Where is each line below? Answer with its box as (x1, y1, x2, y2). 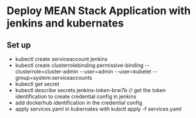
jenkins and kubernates (6, 16, 124, 30)
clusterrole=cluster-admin (15, 68, 79, 75)
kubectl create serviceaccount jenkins (15, 56, 108, 62)
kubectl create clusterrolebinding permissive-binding (15, 62, 144, 69)
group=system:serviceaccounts (15, 75, 93, 81)
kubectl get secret (15, 80, 59, 87)
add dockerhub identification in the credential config (15, 99, 143, 106)
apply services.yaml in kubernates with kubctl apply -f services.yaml (15, 106, 182, 112)
